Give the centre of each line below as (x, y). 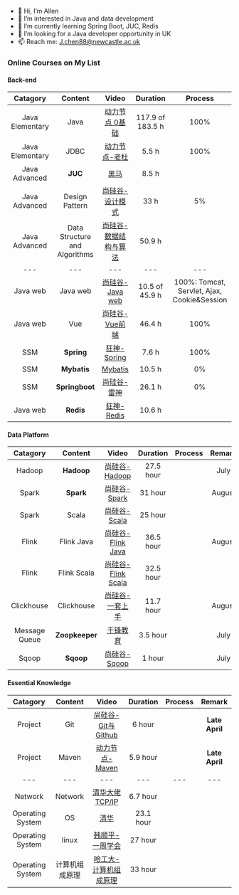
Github (107, 735)
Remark (214, 701)
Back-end (22, 80)
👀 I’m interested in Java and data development (86, 18)
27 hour (143, 840)
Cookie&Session (200, 300)
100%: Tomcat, (200, 282)
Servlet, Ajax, (200, 291)
